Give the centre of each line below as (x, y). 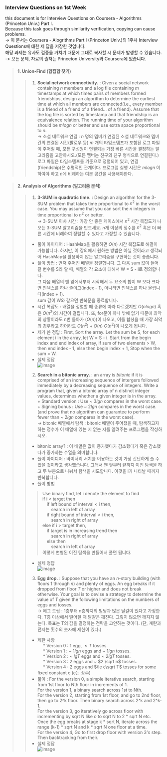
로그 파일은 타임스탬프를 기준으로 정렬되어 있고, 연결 (88, 161)
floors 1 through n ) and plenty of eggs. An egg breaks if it (96, 583)
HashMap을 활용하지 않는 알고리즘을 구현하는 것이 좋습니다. (101, 257)
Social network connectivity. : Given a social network (93, 83)
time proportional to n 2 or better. (71, 214)
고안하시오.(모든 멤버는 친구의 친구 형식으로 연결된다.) (107, 155)
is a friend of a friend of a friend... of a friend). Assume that (98, 109)
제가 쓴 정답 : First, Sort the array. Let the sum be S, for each (99, 332)
